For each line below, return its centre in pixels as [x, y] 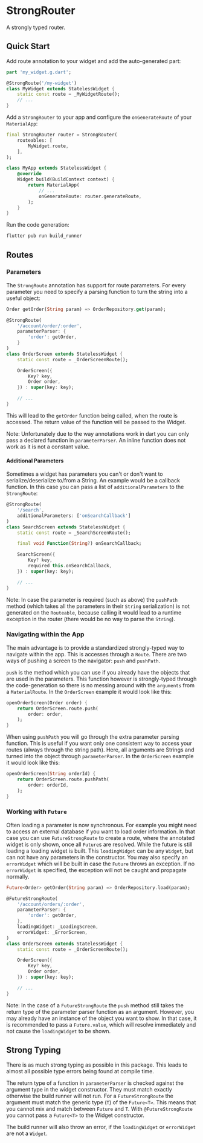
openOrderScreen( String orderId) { [51, 774]
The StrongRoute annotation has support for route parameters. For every [96, 285]
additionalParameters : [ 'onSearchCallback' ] [74, 516]
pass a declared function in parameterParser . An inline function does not [96, 440]
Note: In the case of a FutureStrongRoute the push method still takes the [95, 1005]
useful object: [23, 298]
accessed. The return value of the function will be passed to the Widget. [96, 422]
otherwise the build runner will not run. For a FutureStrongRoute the [90, 1096]
